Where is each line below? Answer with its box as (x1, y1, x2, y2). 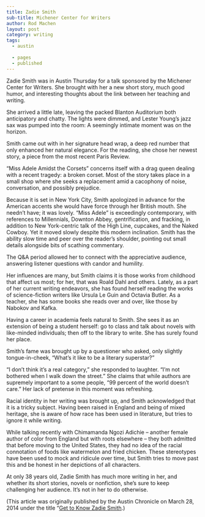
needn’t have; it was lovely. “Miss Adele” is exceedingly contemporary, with (6, 209, 197, 216)
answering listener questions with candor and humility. (6, 259, 144, 267)
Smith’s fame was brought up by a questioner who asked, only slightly (6, 347, 182, 355)
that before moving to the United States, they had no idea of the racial (6, 441, 182, 448)
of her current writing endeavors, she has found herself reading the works (6, 285, 193, 292)
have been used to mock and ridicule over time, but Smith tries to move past (6, 454, 199, 462)
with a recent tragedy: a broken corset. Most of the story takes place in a (6, 171, 190, 178)
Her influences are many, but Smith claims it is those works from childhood (6, 272, 196, 279)
